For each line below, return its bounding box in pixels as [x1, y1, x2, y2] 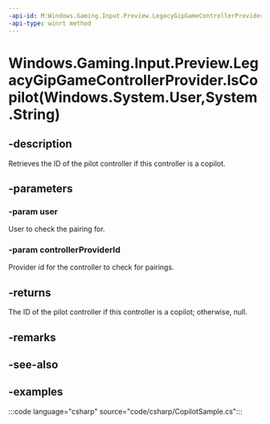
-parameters [8, 182, 73, 196]
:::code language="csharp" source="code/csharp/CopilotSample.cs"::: [8, 406, 243, 416]
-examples [8, 385, 63, 399]
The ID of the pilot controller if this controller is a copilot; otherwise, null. [8, 307, 247, 317]
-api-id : [8, 11, 38, 20]
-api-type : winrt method [8, 19, 92, 27]
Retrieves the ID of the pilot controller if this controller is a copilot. [8, 158, 226, 168]
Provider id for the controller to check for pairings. [8, 262, 174, 272]
